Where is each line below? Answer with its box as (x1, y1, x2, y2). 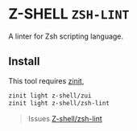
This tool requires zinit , (8, 76, 85, 85)
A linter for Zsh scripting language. (8, 31, 123, 41)
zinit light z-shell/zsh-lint (8, 99, 110, 107)
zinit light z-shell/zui (8, 92, 92, 100)
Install (8, 55, 40, 68)
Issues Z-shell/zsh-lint (27, 113, 102, 123)
